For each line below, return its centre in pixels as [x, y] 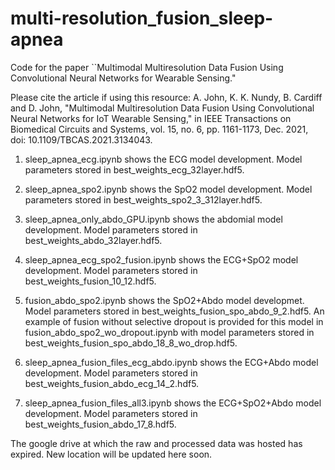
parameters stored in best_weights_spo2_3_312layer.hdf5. [143, 199]
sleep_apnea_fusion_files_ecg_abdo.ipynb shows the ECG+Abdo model [171, 362]
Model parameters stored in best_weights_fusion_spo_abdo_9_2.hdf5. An [174, 311]
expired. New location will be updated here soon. [111, 454]
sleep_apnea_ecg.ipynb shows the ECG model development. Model [163, 159]
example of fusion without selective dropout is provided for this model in [174, 321]
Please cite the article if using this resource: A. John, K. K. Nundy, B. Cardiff [166, 97]
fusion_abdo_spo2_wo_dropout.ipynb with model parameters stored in [169, 332]
